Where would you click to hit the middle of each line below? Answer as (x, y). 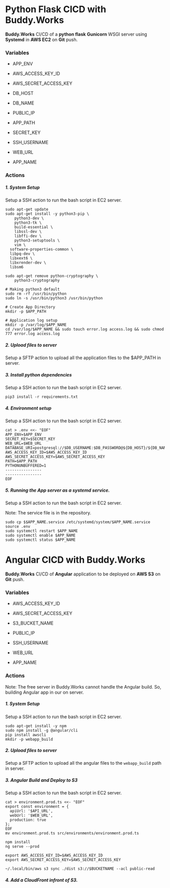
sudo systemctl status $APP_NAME (40, 540)
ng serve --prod (22, 847)
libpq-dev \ (23, 254)
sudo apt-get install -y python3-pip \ (47, 214)
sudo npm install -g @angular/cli (42, 730)
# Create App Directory (30, 307)
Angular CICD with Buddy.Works (75, 560)
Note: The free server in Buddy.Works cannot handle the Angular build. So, (83, 687)
